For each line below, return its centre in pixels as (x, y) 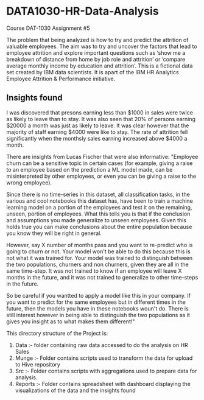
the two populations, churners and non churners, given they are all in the (97, 264)
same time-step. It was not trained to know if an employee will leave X (94, 271)
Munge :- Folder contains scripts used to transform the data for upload (104, 358)
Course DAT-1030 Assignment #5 (48, 28)
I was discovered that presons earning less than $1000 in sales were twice (100, 112)
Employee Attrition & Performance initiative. (61, 79)
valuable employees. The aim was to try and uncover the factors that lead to (102, 46)
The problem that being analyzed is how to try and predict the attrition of (97, 40)
